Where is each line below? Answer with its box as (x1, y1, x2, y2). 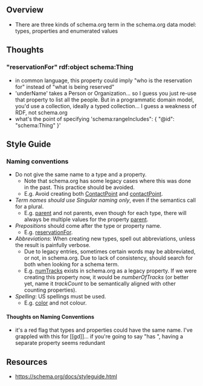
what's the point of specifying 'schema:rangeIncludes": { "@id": (14, 115, 175, 123)
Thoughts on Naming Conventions (6, 313, 95, 320)
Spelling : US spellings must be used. (14, 293, 106, 300)
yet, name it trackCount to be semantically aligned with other (24, 280, 176, 288)
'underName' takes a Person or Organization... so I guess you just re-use (14, 89, 197, 97)
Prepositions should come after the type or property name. (14, 222, 162, 230)
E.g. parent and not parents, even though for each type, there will (24, 210, 187, 217)
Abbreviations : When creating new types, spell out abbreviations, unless (14, 235, 196, 242)
